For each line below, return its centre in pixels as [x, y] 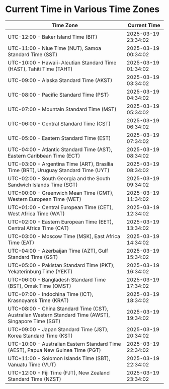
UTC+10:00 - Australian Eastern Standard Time [64, 344]
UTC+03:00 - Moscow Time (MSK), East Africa [64, 236]
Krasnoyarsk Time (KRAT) [38, 300]
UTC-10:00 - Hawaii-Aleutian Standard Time [62, 62]
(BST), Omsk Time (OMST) [39, 286]
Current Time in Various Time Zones [82, 9]
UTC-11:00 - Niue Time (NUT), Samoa [55, 48]
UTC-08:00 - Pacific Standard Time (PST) [58, 95]
